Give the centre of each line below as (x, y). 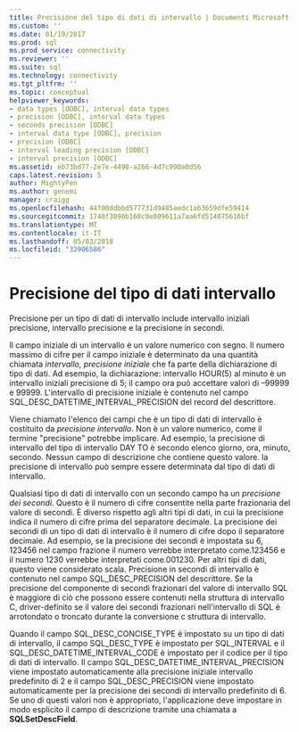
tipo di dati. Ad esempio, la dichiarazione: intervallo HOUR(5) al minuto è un (148, 374)
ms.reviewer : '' (39, 59)
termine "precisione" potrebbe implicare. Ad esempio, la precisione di (137, 439)
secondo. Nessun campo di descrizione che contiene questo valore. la (139, 457)
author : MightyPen (43, 184)
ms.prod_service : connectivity (67, 51)
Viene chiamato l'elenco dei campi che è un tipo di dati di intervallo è (136, 419)
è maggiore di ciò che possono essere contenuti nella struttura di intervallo (147, 597)
